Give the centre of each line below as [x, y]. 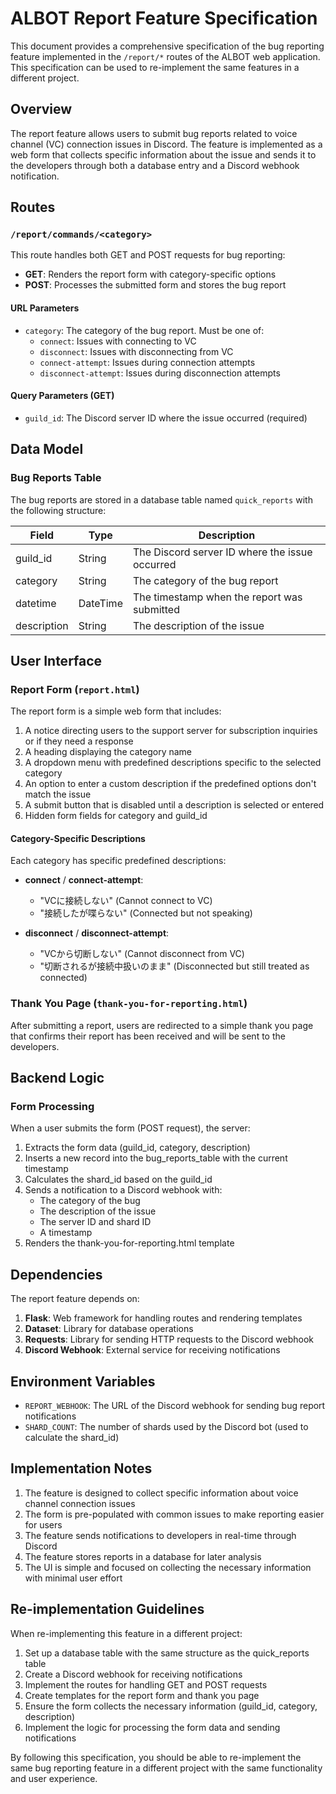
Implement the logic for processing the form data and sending [152, 1727]
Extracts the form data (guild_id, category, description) [137, 1148]
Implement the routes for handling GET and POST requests [146, 1684]
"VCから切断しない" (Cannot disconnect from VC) [142, 954]
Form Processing [52, 1107]
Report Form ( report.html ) [75, 689]
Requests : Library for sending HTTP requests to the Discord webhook [169, 1339]
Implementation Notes [81, 1468]
